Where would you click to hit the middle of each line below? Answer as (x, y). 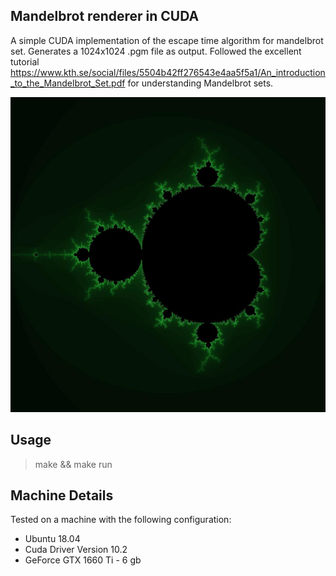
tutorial (25, 61)
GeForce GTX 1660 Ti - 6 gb (83, 560)
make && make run (73, 464)
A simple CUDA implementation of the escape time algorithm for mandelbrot (167, 40)
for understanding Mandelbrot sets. (200, 83)
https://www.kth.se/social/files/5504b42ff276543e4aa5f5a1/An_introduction (168, 72)
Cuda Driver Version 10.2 (76, 550)
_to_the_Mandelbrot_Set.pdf (68, 83)
